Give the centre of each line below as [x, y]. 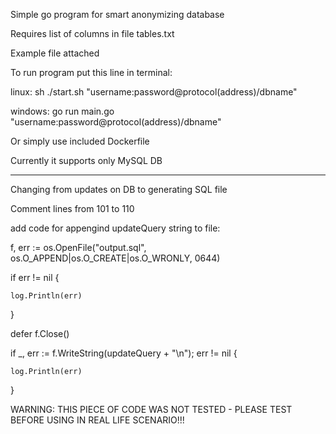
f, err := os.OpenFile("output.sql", [78, 247]
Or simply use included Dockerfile [80, 141]
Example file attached [55, 53]
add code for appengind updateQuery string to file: [115, 228]
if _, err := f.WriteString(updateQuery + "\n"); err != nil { [124, 353]
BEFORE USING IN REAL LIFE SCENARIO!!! [97, 420]
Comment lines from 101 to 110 [72, 208]
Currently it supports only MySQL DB [86, 160]
